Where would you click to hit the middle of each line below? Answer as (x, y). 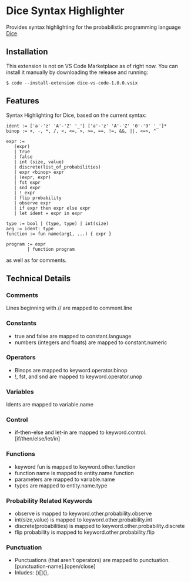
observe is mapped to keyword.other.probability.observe (83, 514)
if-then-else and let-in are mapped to (59, 432)
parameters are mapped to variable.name (65, 479)
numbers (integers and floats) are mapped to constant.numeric (91, 342)
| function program (51, 249)
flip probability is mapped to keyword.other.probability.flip (84, 532)
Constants (21, 323)
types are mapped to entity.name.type (61, 485)
